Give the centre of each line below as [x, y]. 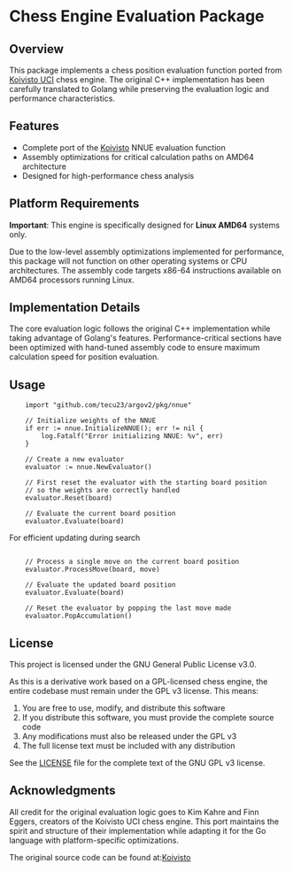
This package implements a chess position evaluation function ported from [146, 70]
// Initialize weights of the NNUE [91, 421]
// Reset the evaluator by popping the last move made [128, 608]
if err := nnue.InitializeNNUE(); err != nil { [114, 428]
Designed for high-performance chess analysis [108, 175]
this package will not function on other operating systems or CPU [128, 261]
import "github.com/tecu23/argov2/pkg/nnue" [108, 405]
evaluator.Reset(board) [69, 498]
